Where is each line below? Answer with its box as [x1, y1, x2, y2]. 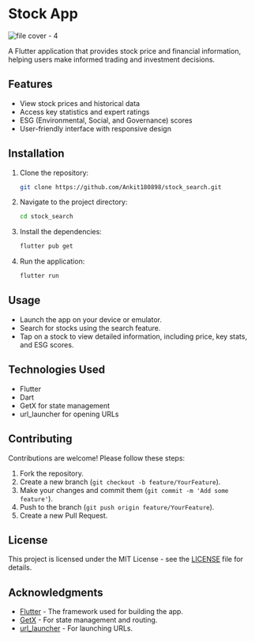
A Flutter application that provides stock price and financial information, [8, 46, 242, 55]
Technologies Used [8, 363, 105, 377]
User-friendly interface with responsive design [19, 123, 172, 133]
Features [8, 78, 53, 91]
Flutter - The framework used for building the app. [19, 607, 184, 616]
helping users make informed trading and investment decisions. [8, 55, 216, 64]
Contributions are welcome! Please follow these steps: [8, 453, 186, 463]
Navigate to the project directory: [19, 197, 128, 207]
